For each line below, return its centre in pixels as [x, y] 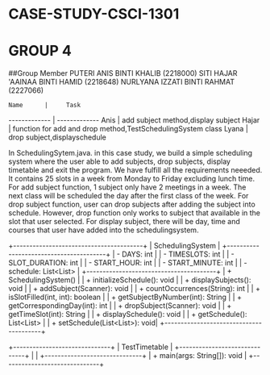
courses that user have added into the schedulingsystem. [104, 230]
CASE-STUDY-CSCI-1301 [94, 14]
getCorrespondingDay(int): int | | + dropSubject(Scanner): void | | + [120, 306]
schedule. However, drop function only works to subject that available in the [134, 213]
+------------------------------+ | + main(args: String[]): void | [143, 356]
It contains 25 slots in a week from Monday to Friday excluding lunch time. [132, 179]
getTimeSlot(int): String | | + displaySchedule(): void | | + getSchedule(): [128, 315]
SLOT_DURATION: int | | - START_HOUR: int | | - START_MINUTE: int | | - [128, 263]
